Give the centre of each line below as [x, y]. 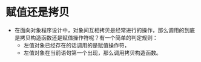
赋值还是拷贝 [38, 12]
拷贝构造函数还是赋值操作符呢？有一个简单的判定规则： [89, 37]
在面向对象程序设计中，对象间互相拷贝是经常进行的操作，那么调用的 [99, 30]
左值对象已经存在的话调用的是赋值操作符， [77, 45]
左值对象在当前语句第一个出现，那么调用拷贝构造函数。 [92, 52]
